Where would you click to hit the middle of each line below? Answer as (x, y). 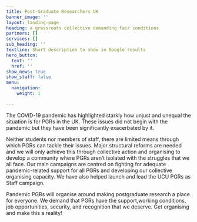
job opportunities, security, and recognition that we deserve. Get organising (98, 207)
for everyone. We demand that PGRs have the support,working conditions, (96, 200)
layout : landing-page (33, 22)
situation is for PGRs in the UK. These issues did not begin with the (87, 122)
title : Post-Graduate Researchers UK (52, 11)
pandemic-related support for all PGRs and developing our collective (89, 170)
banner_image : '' (27, 17)
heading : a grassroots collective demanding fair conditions (83, 28)
